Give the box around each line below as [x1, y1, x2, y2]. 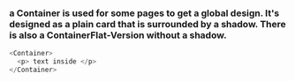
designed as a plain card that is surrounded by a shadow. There [9, 18, 287, 30]
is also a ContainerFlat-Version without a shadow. [9, 29, 227, 41]
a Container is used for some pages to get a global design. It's [9, 7, 280, 19]
